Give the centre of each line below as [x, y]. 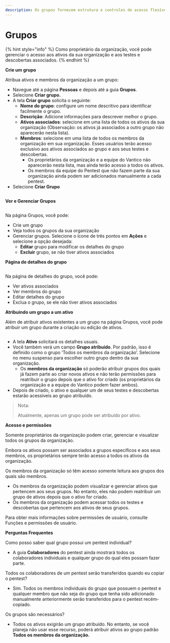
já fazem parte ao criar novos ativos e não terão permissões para [88, 374]
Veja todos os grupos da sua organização [56, 230]
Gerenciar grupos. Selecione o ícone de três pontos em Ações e [79, 236]
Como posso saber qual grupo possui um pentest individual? [69, 542]
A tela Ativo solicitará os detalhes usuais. [56, 341]
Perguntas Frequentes [29, 533]
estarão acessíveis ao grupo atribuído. [52, 395]
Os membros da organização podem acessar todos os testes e [78, 502]
